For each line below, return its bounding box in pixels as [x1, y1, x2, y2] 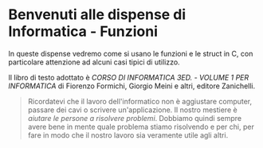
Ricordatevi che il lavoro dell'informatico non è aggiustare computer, [27, 96, 253, 106]
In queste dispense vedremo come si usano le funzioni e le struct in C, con [8, 49, 253, 58]
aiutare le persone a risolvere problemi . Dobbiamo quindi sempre [27, 113, 241, 123]
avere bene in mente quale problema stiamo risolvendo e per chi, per [27, 122, 255, 131]
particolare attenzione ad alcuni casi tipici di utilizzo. [8, 57, 181, 67]
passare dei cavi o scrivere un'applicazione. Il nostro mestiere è [27, 105, 237, 115]
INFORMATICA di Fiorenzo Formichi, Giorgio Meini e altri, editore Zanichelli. [8, 81, 256, 91]
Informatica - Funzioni [8, 22, 158, 41]
